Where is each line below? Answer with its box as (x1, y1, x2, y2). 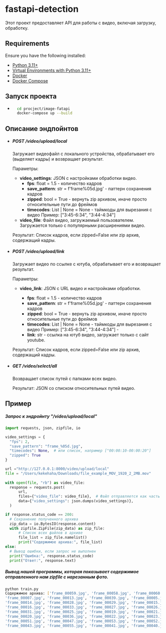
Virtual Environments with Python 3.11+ (12, 67, 91, 73)
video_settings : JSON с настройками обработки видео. (19, 175, 137, 181)
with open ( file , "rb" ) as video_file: (5, 480, 85, 485)
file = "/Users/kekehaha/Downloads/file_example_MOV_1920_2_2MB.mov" (5, 471, 152, 476)
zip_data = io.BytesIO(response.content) (9, 521, 96, 526)
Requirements (5, 40, 49, 48)
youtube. (27, 337, 45, 343)
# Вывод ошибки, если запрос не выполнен (9, 549, 96, 554)
